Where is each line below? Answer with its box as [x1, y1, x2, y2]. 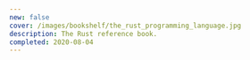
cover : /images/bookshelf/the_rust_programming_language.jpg [9, 21, 242, 30]
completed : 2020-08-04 [9, 37, 94, 47]
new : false [9, 12, 50, 22]
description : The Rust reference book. [9, 29, 158, 38]
